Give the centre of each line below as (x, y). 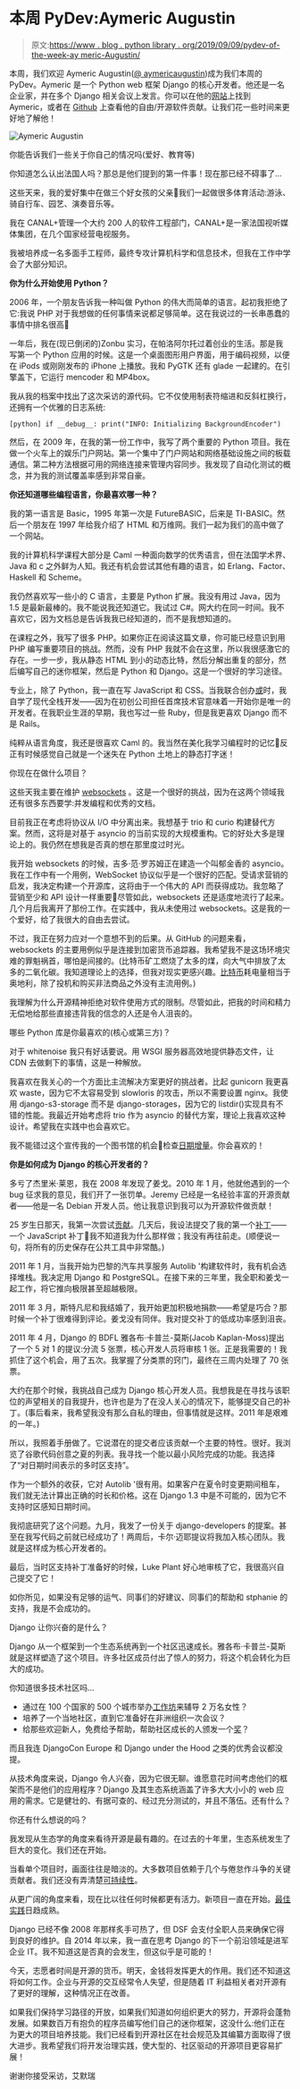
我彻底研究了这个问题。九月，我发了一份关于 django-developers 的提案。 (144, 1525)
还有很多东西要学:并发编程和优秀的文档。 (85, 802)
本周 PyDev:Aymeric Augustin (122, 18)
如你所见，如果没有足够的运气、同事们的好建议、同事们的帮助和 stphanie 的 (149, 1597)
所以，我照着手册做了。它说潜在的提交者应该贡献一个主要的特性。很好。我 (146, 1442)
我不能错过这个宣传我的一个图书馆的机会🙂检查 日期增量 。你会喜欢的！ (137, 1145)
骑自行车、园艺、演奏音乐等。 (64, 203)
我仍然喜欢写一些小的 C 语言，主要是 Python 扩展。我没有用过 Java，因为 (145, 596)
